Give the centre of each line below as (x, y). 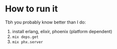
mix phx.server (28, 42)
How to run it (31, 9)
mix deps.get (25, 37)
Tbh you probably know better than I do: (46, 22)
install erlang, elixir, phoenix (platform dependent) (62, 31)
